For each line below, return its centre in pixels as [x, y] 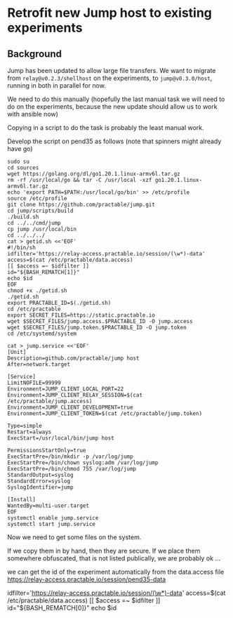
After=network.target [39, 364]
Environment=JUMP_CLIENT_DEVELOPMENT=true [70, 407]
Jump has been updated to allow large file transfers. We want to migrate [112, 71]
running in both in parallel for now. [57, 85]
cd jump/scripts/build [40, 211]
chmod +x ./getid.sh [38, 291]
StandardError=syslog [39, 481]
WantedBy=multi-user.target [48, 506]
